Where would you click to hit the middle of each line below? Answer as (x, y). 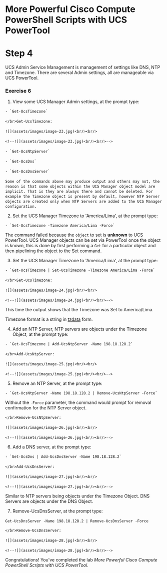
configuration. (21, 207)
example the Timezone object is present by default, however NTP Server (82, 197)
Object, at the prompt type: (40, 334)
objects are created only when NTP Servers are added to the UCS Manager (84, 202)
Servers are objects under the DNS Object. (49, 501)
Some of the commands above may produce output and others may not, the (82, 182)
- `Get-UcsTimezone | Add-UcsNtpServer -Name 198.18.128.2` (69, 344)
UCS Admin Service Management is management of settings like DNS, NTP (83, 67)
